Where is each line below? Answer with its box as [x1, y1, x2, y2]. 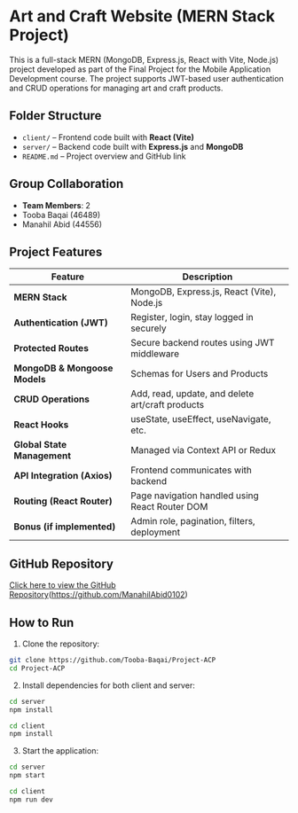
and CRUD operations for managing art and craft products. [9, 82, 223, 93]
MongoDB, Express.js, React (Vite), [129, 285, 277, 298]
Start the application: [21, 746, 99, 756]
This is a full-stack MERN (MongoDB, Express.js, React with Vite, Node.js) [9, 54, 279, 65]
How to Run [9, 614, 74, 630]
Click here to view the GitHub [9, 580, 117, 590]
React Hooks [13, 418, 69, 431]
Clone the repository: [21, 638, 100, 649]
